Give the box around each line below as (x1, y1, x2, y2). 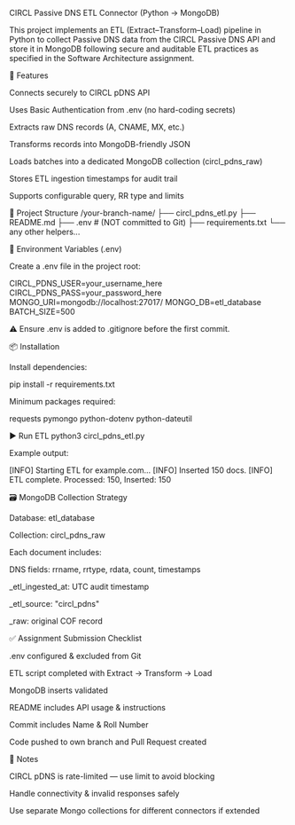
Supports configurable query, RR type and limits (9, 191, 184, 200)
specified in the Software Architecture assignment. (9, 53, 195, 63)
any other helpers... (9, 226, 81, 237)
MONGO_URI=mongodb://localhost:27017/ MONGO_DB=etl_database (9, 297, 261, 307)
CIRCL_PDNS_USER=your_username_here (9, 279, 163, 288)
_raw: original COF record (9, 616, 104, 626)
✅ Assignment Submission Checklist (9, 633, 143, 643)
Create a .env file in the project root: (9, 261, 141, 271)
